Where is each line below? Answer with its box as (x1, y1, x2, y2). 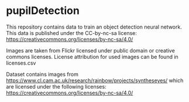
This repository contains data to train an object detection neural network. (6, 23, 183, 30)
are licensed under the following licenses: (6, 83, 106, 90)
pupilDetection (6, 4, 80, 17)
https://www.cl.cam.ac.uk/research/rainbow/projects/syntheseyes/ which (6, 77, 184, 84)
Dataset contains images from (6, 71, 79, 78)
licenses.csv (6, 59, 36, 66)
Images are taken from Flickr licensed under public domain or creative (6, 47, 176, 54)
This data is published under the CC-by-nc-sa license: (6, 29, 138, 36)
